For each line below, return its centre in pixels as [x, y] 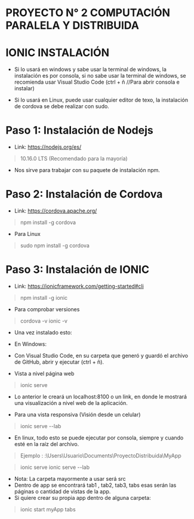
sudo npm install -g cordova [55, 245]
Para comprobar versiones [47, 309]
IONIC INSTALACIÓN [58, 53]
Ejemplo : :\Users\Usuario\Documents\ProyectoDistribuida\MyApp [101, 455]
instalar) [24, 88]
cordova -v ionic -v [44, 321]
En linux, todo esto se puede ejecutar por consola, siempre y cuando [99, 437]
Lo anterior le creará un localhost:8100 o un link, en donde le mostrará [101, 397]
